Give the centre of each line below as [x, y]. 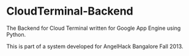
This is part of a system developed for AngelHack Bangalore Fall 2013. [95, 46]
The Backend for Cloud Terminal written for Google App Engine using [94, 28]
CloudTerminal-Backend [70, 11]
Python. [16, 34]
